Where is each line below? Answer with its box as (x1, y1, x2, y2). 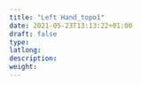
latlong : (9, 46, 42, 55)
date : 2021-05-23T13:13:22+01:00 (9, 21, 133, 30)
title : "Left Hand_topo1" (9, 12, 105, 22)
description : (9, 54, 58, 63)
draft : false (9, 29, 58, 38)
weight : (9, 63, 38, 72)
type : (9, 37, 29, 47)
